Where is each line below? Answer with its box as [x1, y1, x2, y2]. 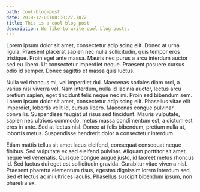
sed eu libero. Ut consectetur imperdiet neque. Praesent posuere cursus [6, 61, 184, 68]
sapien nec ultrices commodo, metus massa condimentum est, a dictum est [6, 117, 193, 124]
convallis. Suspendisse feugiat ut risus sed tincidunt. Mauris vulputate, [6, 111, 181, 118]
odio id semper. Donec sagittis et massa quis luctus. [6, 67, 135, 75]
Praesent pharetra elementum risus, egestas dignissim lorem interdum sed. [6, 167, 192, 174]
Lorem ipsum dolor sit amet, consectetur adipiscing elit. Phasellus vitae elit [6, 98, 190, 105]
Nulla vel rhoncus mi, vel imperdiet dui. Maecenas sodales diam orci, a [6, 79, 180, 86]
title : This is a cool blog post [6, 20, 90, 26]
